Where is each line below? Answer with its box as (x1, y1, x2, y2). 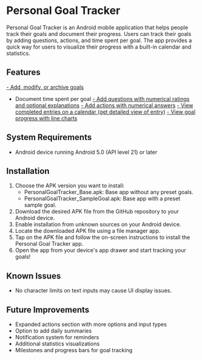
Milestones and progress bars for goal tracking (15, 347, 133, 353)
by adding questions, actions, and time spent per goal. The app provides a (6, 36, 192, 44)
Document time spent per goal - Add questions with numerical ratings (15, 95, 190, 102)
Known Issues (6, 271, 61, 281)
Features (6, 67, 41, 78)
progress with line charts (15, 114, 78, 122)
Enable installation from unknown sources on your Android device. (15, 221, 181, 228)
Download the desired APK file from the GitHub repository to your (15, 208, 180, 215)
